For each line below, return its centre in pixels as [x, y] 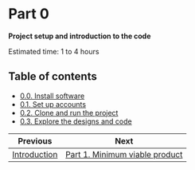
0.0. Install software [52, 96]
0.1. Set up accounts [53, 104]
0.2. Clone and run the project [69, 113]
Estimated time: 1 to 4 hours [54, 51]
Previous [35, 140]
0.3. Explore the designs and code [76, 121]
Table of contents [53, 77]
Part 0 [29, 14]
